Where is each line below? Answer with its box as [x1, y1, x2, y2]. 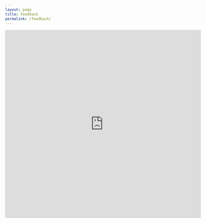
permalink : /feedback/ [5, 16, 51, 21]
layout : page [5, 7, 32, 12]
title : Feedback [5, 12, 38, 17]
